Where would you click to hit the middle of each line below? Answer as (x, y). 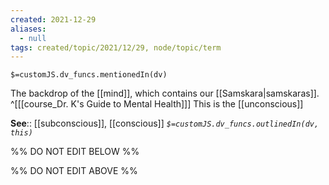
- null (33, 38)
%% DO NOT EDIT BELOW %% (75, 152)
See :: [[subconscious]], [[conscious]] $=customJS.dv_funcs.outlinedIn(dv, (165, 123)
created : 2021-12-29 (53, 19)
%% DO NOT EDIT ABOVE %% (74, 171)
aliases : (28, 29)
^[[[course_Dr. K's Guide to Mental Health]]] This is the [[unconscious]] (157, 104)
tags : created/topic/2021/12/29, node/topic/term (116, 47)
